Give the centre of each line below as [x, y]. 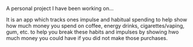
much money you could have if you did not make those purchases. [87, 38]
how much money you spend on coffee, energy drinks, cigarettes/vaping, [95, 26]
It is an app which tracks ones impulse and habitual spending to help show [97, 19]
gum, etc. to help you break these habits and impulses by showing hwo [92, 32]
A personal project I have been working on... [60, 8]
